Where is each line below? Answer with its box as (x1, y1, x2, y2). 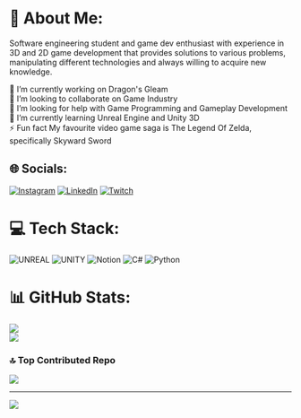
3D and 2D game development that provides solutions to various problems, (9, 47, 287, 57)
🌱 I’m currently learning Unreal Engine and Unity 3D (9, 112, 200, 123)
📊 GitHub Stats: (9, 287, 132, 308)
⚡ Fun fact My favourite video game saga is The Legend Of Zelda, (9, 122, 253, 133)
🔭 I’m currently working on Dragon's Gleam (9, 83, 168, 94)
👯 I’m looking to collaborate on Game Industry (9, 93, 178, 104)
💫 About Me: (9, 8, 104, 29)
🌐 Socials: (9, 161, 68, 177)
